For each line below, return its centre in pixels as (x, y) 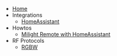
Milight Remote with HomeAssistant (66, 34)
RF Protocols (28, 41)
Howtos (22, 28)
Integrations (27, 15)
